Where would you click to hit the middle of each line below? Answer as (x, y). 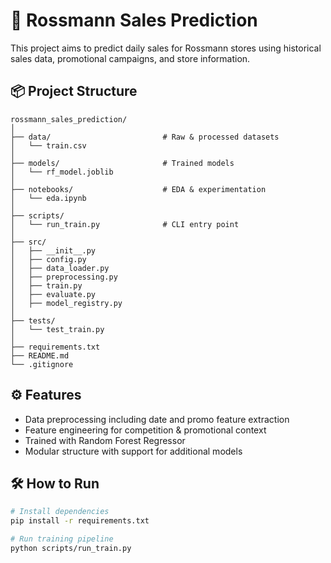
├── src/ (28, 242)
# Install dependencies (60, 512)
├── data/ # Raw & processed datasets (145, 137)
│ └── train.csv (48, 145)
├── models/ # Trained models (122, 163)
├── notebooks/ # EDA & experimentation (138, 189)
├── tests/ (33, 320)
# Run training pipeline (62, 539)
